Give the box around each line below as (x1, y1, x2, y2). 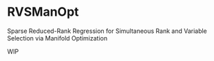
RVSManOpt (7, 4, 79, 20)
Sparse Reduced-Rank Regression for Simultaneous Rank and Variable (7, 27, 208, 35)
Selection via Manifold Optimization (7, 34, 108, 42)
